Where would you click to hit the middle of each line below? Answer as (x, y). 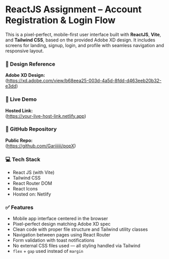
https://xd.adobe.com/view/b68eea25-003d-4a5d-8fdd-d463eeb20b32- (84, 81)
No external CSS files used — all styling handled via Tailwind (76, 246)
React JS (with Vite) (33, 172)
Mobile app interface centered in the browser (60, 219)
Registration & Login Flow (61, 20)
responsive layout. (25, 51)
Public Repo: (19, 140)
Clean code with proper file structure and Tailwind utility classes (80, 229)
